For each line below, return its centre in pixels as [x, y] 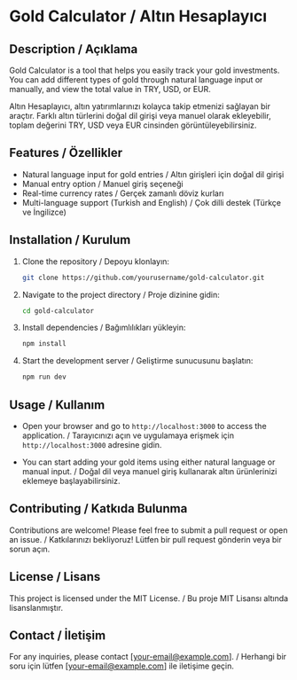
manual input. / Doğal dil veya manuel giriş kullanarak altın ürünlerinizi [149, 471]
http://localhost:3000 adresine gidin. [92, 444]
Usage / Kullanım [57, 405]
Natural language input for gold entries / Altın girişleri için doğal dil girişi [153, 174]
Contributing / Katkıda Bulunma [98, 508]
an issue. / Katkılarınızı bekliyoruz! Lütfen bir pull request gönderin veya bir [145, 539]
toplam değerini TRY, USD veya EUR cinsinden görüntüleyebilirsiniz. [133, 125]
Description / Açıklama [74, 49]
